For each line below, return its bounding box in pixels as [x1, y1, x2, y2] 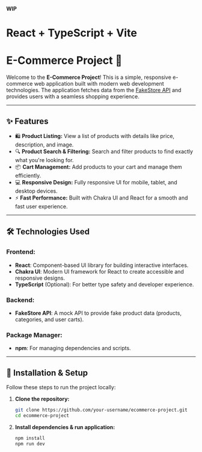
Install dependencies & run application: [14, 423, 115, 430]
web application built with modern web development [34, 80, 164, 87]
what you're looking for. [14, 156, 74, 163]
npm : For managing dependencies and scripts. [14, 345, 131, 352]
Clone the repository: [14, 395, 70, 403]
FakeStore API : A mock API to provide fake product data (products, [14, 309, 182, 316]
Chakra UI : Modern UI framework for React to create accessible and [14, 268, 185, 275]
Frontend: [6, 248, 36, 256]
